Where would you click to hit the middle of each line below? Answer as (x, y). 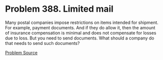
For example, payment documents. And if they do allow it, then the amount (80, 27)
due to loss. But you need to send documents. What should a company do (80, 38)
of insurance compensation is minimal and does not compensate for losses (81, 33)
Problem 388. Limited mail (59, 9)
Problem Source (21, 53)
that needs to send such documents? (42, 43)
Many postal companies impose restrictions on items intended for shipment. (82, 22)
